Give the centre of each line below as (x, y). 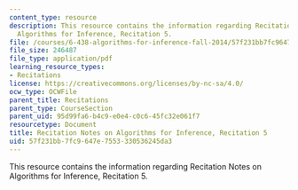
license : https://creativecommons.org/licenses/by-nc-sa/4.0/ (126, 83)
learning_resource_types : (57, 67)
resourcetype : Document (53, 125)
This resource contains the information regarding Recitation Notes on (135, 166)
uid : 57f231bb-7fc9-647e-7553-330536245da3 (91, 141)
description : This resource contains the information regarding (130, 26)
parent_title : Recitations (59, 100)
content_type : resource (53, 17)
